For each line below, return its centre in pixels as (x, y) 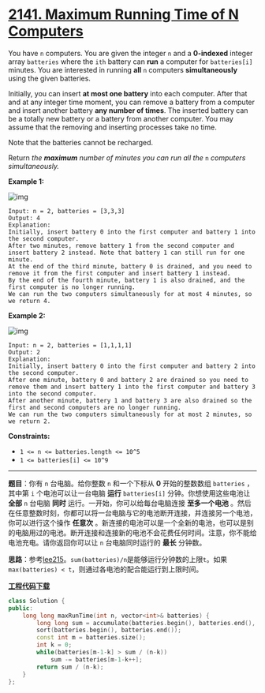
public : (21, 608)
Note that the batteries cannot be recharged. (81, 142)
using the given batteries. (49, 78)
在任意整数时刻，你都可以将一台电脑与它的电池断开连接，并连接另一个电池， (132, 513)
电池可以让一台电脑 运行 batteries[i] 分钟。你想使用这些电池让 (147, 493)
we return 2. (30, 421)
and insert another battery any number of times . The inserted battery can (128, 110)
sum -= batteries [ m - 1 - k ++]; (97, 659)
